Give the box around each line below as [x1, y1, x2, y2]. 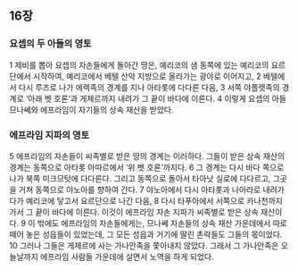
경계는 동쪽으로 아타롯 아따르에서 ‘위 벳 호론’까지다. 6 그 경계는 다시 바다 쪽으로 [9, 162, 285, 173]
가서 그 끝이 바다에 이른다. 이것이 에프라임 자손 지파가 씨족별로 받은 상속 [9, 207, 259, 217]
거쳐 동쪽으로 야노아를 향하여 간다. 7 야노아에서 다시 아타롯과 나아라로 [18, 184, 261, 195]
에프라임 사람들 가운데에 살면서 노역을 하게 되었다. [39, 251, 214, 262]
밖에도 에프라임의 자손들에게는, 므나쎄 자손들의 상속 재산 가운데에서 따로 [37, 217, 287, 228]
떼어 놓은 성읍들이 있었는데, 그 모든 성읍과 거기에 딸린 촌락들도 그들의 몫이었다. [9, 229, 283, 240]
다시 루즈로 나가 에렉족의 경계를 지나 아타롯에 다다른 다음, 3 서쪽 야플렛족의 [18, 81, 280, 92]
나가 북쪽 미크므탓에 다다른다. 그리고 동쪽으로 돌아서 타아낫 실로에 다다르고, [9, 173, 271, 183]
